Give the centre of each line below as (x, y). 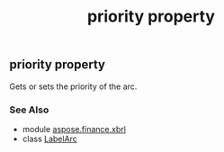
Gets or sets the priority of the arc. (73, 86)
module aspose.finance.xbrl (74, 129)
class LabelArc (50, 139)
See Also (29, 110)
